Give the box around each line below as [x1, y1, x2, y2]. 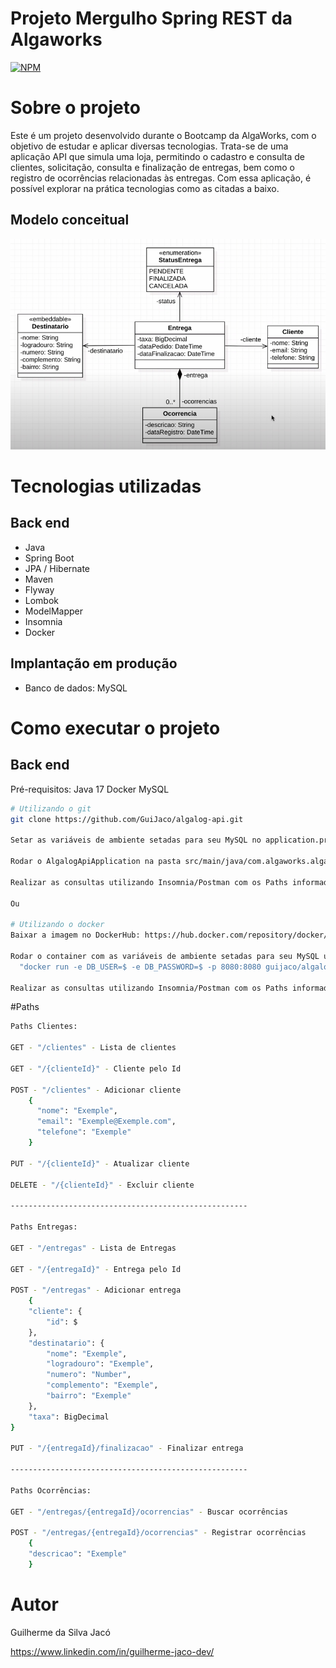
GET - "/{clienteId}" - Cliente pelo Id [10, 1063, 182, 1074]
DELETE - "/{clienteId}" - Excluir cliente [10, 1180, 195, 1190]
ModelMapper [24, 605, 84, 617]
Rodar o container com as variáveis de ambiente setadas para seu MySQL [10, 951, 320, 961]
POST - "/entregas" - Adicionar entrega [10, 1285, 182, 1296]
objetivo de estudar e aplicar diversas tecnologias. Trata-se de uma [10, 140, 289, 152]
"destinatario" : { [28, 1338, 105, 1348]
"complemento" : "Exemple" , [46, 1380, 159, 1391]
